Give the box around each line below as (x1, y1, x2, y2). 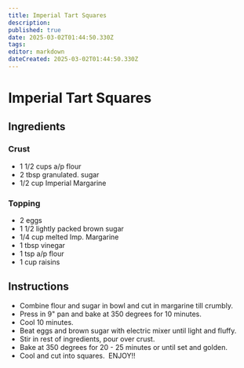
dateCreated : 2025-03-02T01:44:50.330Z (8, 56, 139, 64)
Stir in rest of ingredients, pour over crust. (19, 334, 155, 344)
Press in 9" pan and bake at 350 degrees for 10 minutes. (19, 309, 202, 319)
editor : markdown (8, 48, 65, 56)
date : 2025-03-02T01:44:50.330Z (8, 33, 114, 42)
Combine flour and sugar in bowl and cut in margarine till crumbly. (19, 301, 234, 310)
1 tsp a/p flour (19, 249, 64, 259)
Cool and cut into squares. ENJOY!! (19, 351, 136, 360)
